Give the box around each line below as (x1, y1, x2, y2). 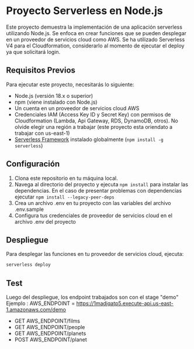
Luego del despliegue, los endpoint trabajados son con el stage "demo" (6, 294, 179, 301)
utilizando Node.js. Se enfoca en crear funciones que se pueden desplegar (6, 29, 187, 36)
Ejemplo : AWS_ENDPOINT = (6, 300, 75, 307)
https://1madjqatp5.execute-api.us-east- (76, 300, 174, 307)
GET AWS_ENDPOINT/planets (14, 330, 86, 337)
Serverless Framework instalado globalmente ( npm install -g (14, 136, 164, 143)
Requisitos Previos (6, 66, 76, 76)
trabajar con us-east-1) (14, 129, 70, 136)
